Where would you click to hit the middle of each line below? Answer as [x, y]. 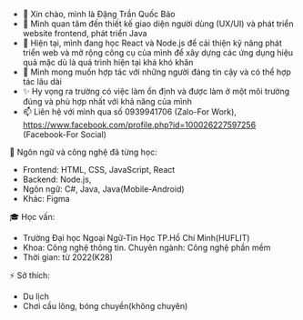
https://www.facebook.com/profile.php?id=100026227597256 [139, 125]
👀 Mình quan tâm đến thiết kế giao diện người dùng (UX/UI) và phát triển [158, 24]
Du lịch [36, 296]
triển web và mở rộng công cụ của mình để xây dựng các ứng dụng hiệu [158, 53]
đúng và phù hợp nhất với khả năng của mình [107, 101]
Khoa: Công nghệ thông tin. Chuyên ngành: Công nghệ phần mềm [146, 247]
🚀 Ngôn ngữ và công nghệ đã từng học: [83, 152]
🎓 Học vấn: [32, 217]
